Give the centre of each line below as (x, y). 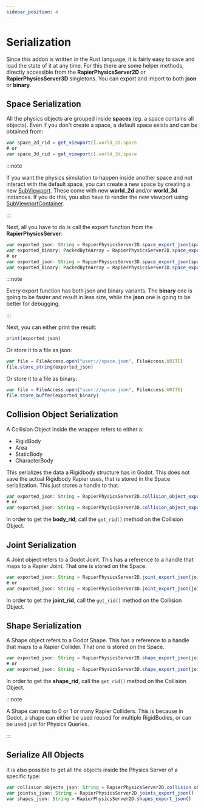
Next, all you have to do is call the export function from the (80, 227)
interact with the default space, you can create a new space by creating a (98, 184)
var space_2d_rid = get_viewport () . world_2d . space (72, 143)
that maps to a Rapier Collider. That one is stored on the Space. (86, 647)
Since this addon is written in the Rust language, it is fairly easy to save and (101, 59)
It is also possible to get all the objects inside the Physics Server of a (92, 770)
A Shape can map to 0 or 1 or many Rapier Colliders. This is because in (95, 711)
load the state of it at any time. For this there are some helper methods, (95, 65)
